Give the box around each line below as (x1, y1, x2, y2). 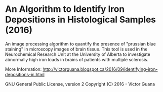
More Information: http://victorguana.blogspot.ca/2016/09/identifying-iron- (5, 66, 158, 72)
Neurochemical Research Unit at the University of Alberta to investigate (5, 51, 151, 57)
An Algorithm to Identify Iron (5, 3, 125, 15)
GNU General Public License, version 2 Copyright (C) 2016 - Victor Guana (5, 81, 155, 87)
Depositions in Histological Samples (5, 14, 156, 25)
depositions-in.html (5, 71, 45, 77)
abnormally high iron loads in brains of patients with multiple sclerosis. (5, 56, 149, 62)
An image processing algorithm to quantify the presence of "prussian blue (5, 41, 156, 46)
